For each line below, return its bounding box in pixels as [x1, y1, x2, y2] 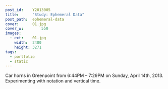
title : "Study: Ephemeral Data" [5, 12, 85, 17]
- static [10, 59, 28, 64]
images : [5, 31, 22, 36]
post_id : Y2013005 [5, 7, 51, 13]
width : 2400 [14, 40, 42, 45]
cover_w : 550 [5, 26, 49, 31]
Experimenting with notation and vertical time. [5, 78, 101, 84]
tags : [5, 49, 17, 54]
